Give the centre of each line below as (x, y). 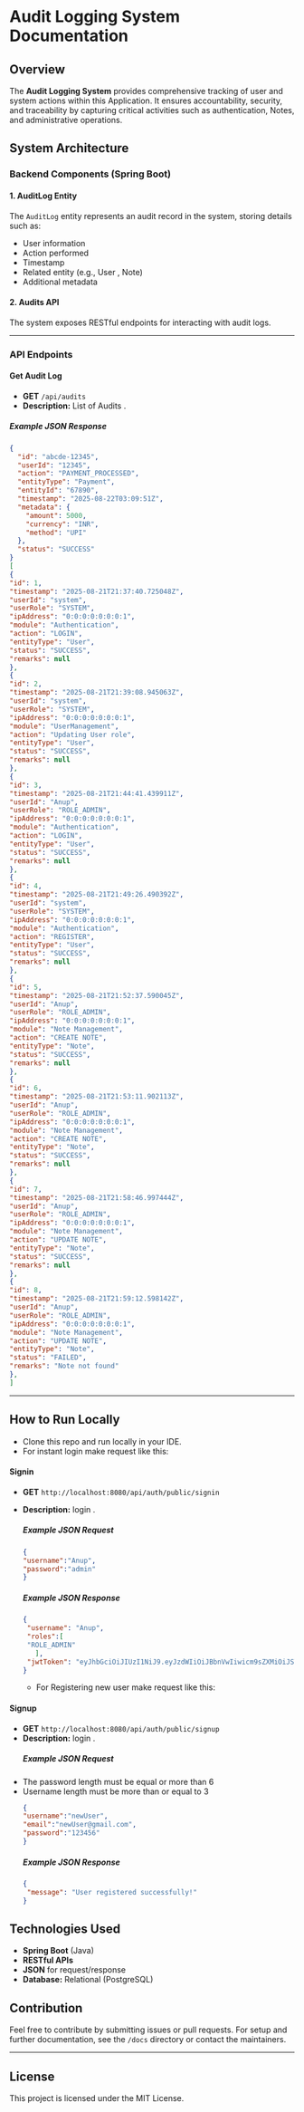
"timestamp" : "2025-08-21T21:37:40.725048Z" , (96, 591)
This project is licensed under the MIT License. (97, 2098)
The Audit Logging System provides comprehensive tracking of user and (146, 91)
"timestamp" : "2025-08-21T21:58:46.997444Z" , (96, 1197)
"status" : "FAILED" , (48, 1358)
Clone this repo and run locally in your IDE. (102, 1441)
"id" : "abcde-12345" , (58, 456)
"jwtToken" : (49, 1662)
